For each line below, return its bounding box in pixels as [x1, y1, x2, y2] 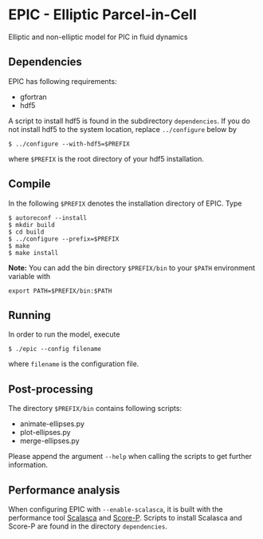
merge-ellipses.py [19, 436, 80, 445]
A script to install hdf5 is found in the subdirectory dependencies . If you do [8, 116, 251, 126]
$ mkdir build [8, 221, 56, 229]
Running [8, 308, 52, 321]
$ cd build [8, 228, 45, 236]
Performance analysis [8, 483, 120, 497]
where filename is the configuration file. [8, 359, 139, 369]
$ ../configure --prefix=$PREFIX [8, 234, 120, 243]
